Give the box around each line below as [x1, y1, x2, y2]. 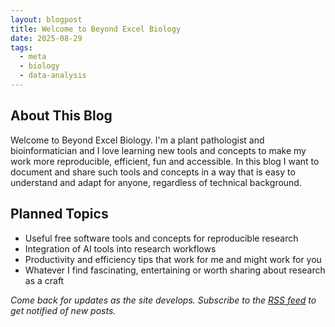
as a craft [24, 274, 65, 286]
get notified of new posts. [10, 304, 117, 316]
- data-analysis [19, 71, 87, 81]
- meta [19, 52, 47, 62]
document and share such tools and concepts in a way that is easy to [10, 166, 296, 178]
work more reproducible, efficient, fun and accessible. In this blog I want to [10, 155, 320, 167]
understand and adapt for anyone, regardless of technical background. [10, 176, 302, 188]
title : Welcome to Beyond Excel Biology [10, 24, 182, 34]
